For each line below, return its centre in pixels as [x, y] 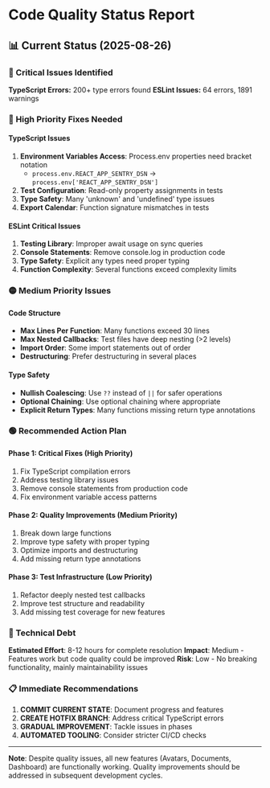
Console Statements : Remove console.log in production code [123, 252]
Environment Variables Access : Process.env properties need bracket [136, 156]
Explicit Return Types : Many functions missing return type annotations [137, 410]
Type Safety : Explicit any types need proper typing [105, 261]
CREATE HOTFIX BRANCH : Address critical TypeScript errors [122, 718]
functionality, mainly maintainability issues [78, 667]
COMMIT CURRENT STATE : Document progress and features [122, 709]
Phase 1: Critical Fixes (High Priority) [71, 454]
